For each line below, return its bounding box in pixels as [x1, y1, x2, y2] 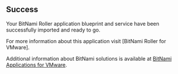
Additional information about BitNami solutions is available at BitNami [6, 55, 172, 62]
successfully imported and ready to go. [6, 26, 101, 33]
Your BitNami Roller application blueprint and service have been [6, 20, 159, 27]
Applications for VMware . [6, 61, 67, 68]
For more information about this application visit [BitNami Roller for [6, 37, 166, 44]
